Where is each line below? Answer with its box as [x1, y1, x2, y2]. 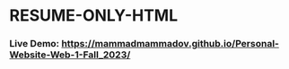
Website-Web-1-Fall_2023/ [9, 48, 131, 61]
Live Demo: [9, 38, 60, 50]
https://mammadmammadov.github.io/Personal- [61, 38, 280, 50]
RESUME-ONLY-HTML [9, 5, 179, 26]
